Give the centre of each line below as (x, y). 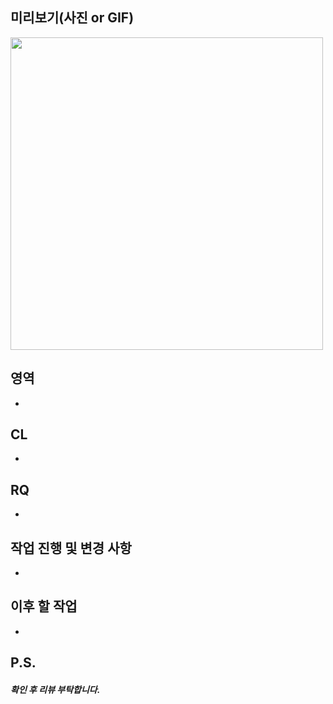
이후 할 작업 (44, 606)
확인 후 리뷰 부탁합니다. (55, 689)
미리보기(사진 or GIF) (72, 18)
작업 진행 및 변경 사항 (71, 548)
